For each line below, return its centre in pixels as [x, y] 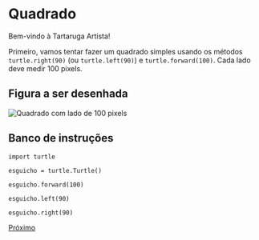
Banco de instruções [61, 138]
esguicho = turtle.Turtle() [55, 170]
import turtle [32, 157]
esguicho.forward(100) [46, 185]
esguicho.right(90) [41, 213]
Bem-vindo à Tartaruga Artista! [59, 36]
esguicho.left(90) [39, 198]
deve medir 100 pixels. [45, 68]
